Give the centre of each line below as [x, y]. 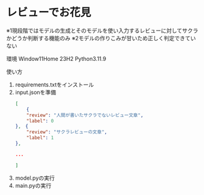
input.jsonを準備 [36, 92]
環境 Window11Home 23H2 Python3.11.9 [56, 58]
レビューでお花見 [49, 12]
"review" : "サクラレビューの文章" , [67, 132]
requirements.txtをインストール [55, 84]
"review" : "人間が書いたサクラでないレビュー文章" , [85, 115]
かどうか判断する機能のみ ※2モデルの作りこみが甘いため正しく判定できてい [101, 38]
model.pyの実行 [35, 178]
